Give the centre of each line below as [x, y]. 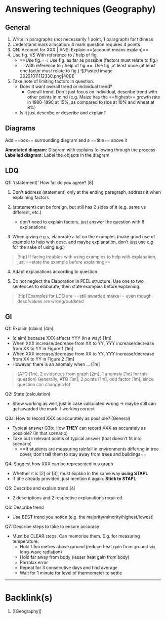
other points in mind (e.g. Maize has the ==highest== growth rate [94, 97]
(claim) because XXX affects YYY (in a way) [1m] [62, 338]
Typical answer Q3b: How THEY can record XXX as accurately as [79, 428]
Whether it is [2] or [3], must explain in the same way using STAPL [80, 474]
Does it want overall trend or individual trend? [66, 87]
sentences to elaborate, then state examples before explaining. [76, 286]
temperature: [25, 541]
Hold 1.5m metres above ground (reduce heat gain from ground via [87, 547]
